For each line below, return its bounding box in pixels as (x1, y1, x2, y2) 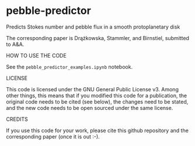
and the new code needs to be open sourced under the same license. (6, 104, 173, 111)
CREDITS (6, 115, 28, 123)
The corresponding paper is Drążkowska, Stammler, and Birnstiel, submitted (6, 34, 190, 41)
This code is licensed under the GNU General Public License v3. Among (6, 86, 179, 92)
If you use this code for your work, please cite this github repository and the (6, 127, 189, 134)
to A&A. (6, 41, 25, 48)
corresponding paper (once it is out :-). (6, 133, 100, 140)
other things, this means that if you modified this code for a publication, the (6, 92, 187, 99)
